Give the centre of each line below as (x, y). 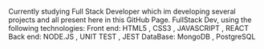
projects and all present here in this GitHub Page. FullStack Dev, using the (130, 20)
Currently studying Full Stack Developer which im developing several (122, 11)
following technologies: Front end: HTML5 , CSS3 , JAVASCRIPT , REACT (129, 28)
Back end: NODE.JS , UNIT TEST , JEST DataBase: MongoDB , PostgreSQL (132, 36)
